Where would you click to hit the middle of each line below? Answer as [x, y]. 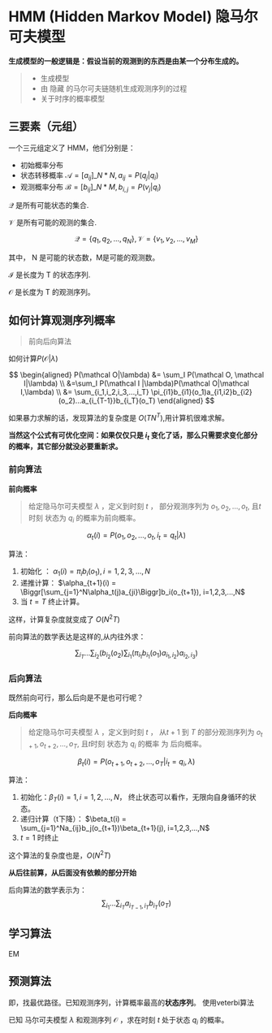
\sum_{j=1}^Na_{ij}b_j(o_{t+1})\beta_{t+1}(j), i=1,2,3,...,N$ [115, 828]
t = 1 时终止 [39, 838]
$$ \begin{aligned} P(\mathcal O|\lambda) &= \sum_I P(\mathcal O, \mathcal [136, 374]
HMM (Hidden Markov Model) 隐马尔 [133, 17]
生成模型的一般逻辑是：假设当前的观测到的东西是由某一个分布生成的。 [126, 61]
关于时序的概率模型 [73, 98]
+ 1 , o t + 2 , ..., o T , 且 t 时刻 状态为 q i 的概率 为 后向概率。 [117, 744]
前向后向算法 [50, 341]
